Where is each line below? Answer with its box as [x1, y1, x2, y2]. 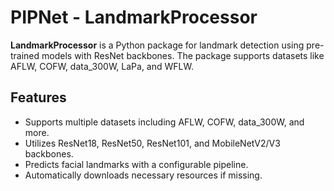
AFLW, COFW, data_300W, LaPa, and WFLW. [10, 60, 194, 72]
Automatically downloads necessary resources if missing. [24, 169, 263, 181]
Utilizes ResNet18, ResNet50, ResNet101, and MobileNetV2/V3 [24, 137, 281, 149]
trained [10, 49, 40, 61]
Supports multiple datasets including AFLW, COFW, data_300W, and [24, 116, 305, 128]
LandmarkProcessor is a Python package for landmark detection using [10, 39, 305, 51]
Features [10, 89, 67, 106]
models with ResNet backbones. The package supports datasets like [41, 49, 325, 61]
